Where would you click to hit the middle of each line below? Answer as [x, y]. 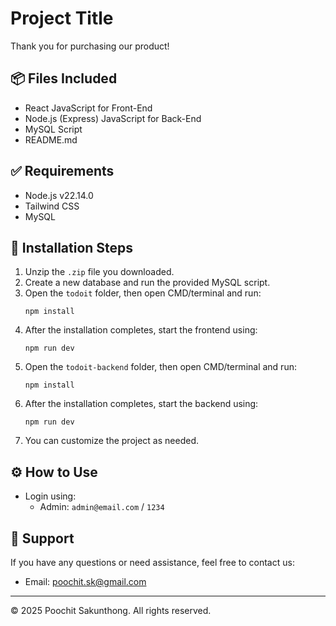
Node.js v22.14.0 [59, 195]
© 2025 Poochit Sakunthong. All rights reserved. [111, 610]
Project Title [62, 18]
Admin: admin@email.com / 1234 [102, 507]
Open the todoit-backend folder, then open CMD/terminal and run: [160, 367]
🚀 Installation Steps [72, 247]
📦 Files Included [64, 78]
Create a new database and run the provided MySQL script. [147, 283]
